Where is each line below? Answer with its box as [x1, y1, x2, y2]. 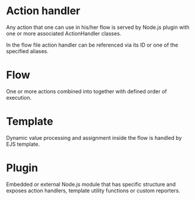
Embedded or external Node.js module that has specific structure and [6, 181, 176, 188]
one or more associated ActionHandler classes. [6, 29, 122, 37]
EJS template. [6, 140, 40, 147]
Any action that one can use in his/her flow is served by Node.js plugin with [6, 24, 190, 31]
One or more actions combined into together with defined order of [6, 87, 167, 95]
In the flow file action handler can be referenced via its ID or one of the [6, 41, 178, 48]
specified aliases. [6, 47, 49, 54]
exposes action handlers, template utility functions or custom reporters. [6, 187, 180, 194]
